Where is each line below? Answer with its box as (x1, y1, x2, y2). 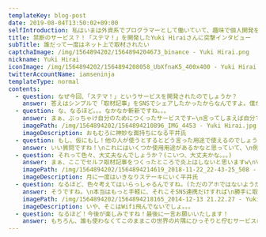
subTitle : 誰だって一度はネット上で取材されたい (8, 41, 150, 49)
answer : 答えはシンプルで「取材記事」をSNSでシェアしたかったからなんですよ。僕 (22, 100, 256, 107)
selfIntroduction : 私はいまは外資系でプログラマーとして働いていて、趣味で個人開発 (8, 26, 254, 34)
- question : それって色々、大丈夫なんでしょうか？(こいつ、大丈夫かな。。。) (15, 151, 232, 159)
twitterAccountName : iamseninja (8, 70, 115, 78)
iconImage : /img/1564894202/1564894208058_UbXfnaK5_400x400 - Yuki (8, 63, 236, 71)
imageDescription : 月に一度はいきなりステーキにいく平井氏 (22, 173, 199, 182)
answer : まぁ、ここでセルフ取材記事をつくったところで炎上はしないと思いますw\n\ (22, 159, 260, 167)
